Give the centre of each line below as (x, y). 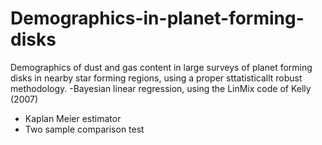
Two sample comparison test (84, 129)
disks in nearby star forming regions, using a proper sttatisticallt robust (156, 78)
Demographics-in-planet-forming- (157, 18)
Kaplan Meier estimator (73, 118)
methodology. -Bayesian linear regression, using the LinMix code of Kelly (161, 88)
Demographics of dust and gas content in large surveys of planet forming (161, 67)
